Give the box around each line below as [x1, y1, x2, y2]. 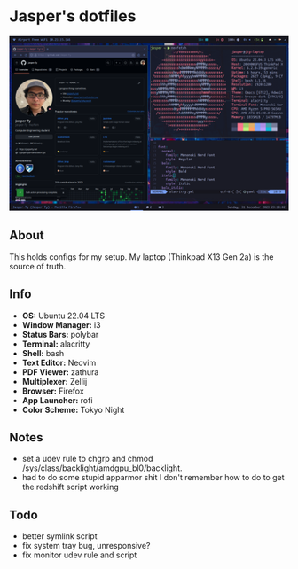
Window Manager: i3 [21, 319, 101, 330]
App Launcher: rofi [21, 394, 93, 405]
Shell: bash [21, 347, 65, 358]
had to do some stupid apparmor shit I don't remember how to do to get [21, 472, 286, 483]
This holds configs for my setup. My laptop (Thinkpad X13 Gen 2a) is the [9, 251, 274, 262]
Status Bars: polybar [21, 329, 99, 339]
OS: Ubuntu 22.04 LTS [21, 310, 105, 321]
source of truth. [9, 261, 67, 271]
